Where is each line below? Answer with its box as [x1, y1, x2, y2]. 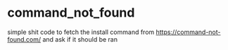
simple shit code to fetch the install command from [7, 28, 155, 36]
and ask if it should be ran [42, 35, 118, 43]
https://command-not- [156, 28, 221, 36]
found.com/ [7, 35, 42, 43]
